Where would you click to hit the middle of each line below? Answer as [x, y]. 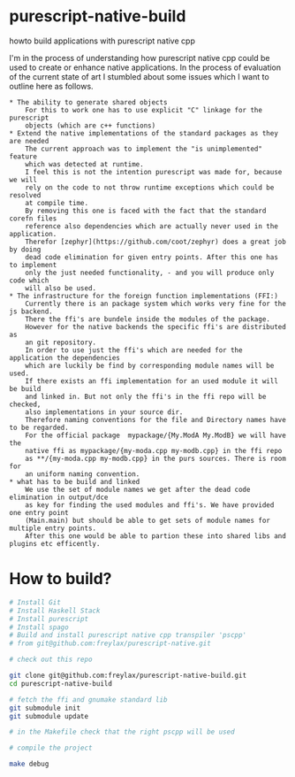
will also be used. [61, 288]
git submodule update [49, 716]
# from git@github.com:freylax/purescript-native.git [110, 643]
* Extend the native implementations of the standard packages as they [144, 133]
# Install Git [35, 602]
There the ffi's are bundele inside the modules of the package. [148, 319]
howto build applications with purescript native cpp [102, 41]
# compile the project [51, 748]
